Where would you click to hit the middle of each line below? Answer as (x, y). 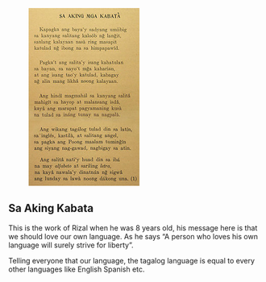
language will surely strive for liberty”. (71, 245)
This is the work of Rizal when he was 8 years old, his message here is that (133, 228)
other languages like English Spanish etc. (77, 269)
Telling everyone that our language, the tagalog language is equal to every (132, 260)
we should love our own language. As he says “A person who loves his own (133, 236)
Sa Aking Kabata (51, 208)
